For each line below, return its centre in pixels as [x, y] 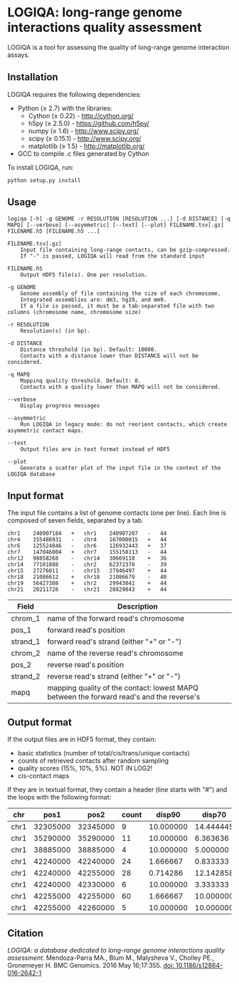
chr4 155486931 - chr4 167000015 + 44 [87, 540]
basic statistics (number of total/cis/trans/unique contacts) [104, 753]
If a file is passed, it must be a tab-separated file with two [117, 306]
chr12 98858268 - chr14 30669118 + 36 [87, 559]
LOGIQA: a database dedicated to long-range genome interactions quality [116, 950]
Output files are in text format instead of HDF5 [95, 449]
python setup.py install [44, 180]
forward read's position [86, 630]
